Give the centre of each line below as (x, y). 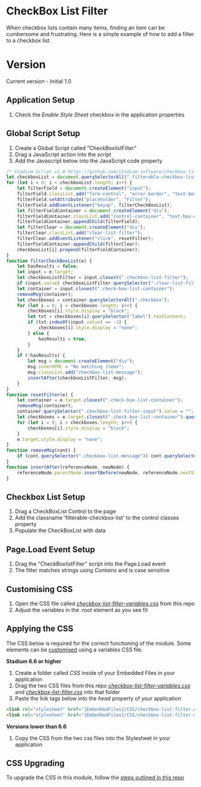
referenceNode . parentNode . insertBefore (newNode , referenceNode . (99, 473)
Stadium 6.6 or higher (34, 661)
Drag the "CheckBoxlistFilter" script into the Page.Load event (90, 564)
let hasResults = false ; (48, 266)
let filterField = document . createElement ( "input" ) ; (84, 188)
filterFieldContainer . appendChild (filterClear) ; (79, 244)
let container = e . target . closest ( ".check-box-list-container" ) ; (100, 400)
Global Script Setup (43, 133)
